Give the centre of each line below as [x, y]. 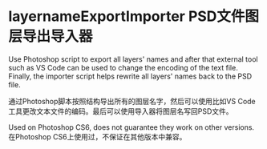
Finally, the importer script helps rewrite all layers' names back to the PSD [130, 76]
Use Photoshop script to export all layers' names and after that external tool [133, 59]
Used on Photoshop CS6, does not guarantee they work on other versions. [131, 127]
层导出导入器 [51, 36]
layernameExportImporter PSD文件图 [133, 16]
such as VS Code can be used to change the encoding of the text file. [123, 67]
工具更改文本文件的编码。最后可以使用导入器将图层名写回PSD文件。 [121, 111]
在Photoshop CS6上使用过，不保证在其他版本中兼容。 [97, 136]
